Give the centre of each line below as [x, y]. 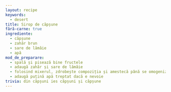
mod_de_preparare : [25, 57]
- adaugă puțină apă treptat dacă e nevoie [56, 77]
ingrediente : [19, 34]
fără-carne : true [24, 29]
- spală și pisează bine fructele [46, 62]
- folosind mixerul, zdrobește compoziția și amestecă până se [78, 72]
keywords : [16, 15]
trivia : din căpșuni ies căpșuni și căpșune [53, 81]
